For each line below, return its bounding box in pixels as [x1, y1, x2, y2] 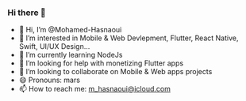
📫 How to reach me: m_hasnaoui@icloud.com [18, 84, 171, 94]
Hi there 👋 [7, 7, 47, 18]
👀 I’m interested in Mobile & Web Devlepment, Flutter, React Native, [18, 33, 239, 43]
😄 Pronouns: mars [18, 75, 81, 85]
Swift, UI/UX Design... [18, 42, 90, 51]
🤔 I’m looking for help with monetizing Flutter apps [18, 58, 184, 68]
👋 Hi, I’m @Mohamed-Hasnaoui [18, 25, 122, 35]
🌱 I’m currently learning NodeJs [18, 50, 123, 60]
